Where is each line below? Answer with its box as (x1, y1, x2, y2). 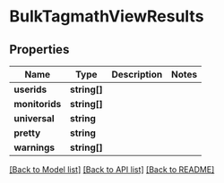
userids (13, 83, 47, 96)
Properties (9, 42, 70, 57)
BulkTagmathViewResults (9, 6, 204, 27)
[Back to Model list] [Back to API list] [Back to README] (9, 164, 215, 175)
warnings (13, 141, 56, 154)
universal (13, 112, 56, 124)
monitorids (13, 98, 62, 110)
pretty (13, 127, 41, 139)
